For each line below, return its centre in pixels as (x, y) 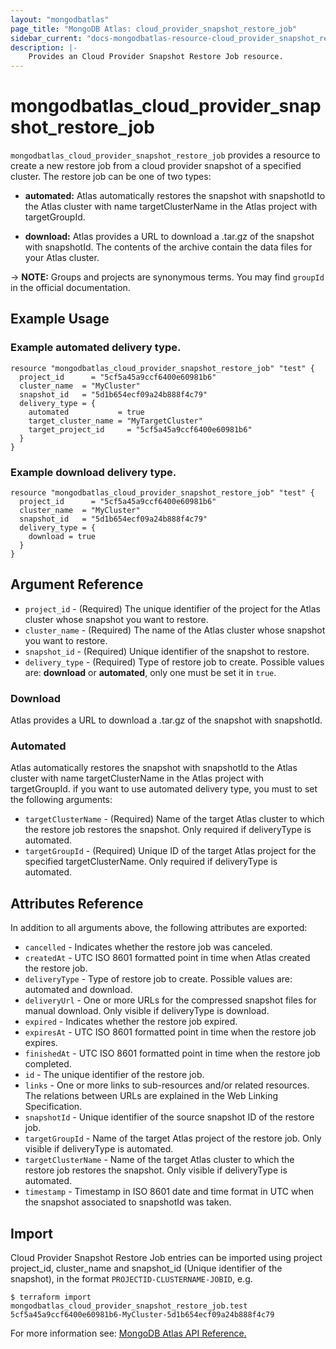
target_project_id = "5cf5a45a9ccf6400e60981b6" (140, 429)
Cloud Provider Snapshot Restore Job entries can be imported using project (166, 1258)
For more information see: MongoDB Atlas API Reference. (128, 1333)
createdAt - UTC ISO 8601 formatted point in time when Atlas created (167, 958)
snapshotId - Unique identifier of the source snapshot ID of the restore (169, 1117)
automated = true (86, 412)
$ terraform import (51, 1297)
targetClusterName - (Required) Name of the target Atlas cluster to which (174, 819)
